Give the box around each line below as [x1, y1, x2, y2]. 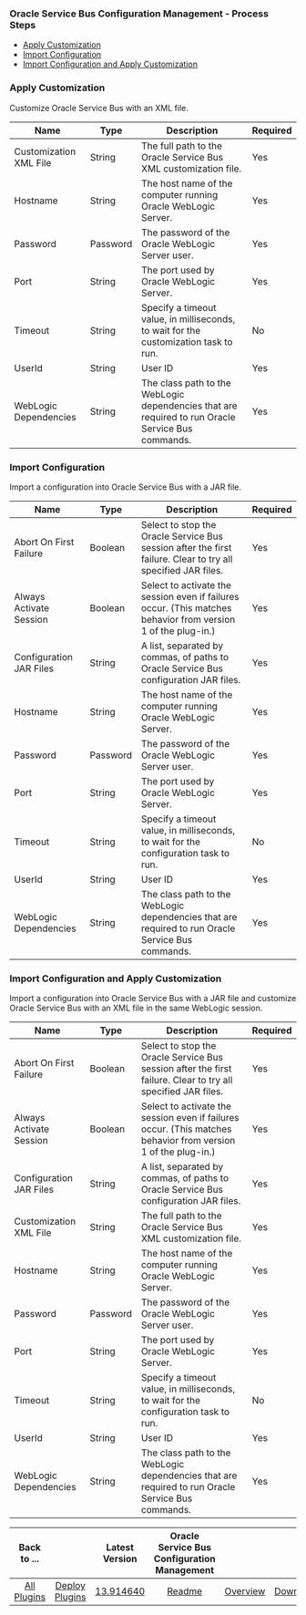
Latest [106, 1541, 135, 1554]
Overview [224, 1585, 266, 1598]
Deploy [55, 1579, 87, 1592]
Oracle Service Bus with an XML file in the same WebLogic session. [9, 1002, 263, 1014]
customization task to [140, 336, 233, 348]
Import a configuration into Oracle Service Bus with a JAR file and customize [9, 993, 297, 1004]
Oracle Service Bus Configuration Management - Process [9, 7, 269, 20]
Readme [167, 1585, 203, 1598]
